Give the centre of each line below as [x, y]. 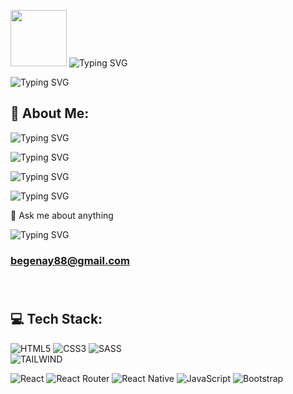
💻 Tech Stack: [56, 319]
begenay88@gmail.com [70, 260]
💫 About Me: [50, 113]
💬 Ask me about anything [62, 215]
